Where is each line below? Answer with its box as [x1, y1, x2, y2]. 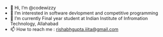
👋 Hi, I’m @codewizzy [10, 5, 56, 10]
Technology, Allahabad [10, 20, 59, 26]
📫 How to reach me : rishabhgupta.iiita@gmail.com [10, 26, 119, 32]
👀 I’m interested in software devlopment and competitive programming [10, 10, 158, 16]
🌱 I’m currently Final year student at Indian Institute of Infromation [10, 15, 148, 21]
